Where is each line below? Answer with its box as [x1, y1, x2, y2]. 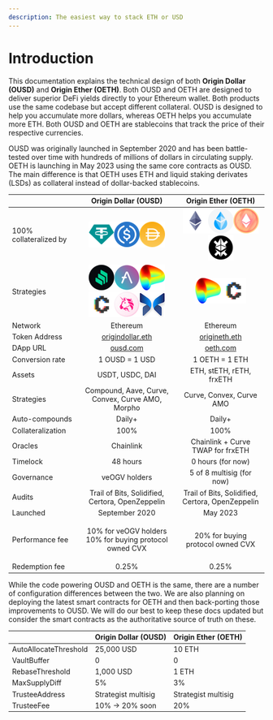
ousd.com [110, 343, 144, 353]
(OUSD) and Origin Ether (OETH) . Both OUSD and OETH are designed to [8, 84, 252, 94]
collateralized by [11, 235, 67, 244]
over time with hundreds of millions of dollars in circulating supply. [31, 152, 253, 162]
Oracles [11, 441, 38, 451]
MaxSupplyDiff [11, 678, 63, 688]
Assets [11, 370, 35, 380]
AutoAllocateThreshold [11, 644, 89, 653]
